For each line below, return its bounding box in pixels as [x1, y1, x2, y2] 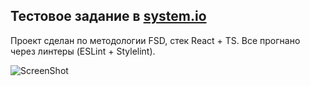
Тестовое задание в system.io [10, 8, 207, 25]
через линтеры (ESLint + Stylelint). [10, 45, 156, 57]
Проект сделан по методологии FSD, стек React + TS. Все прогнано [10, 34, 301, 46]
